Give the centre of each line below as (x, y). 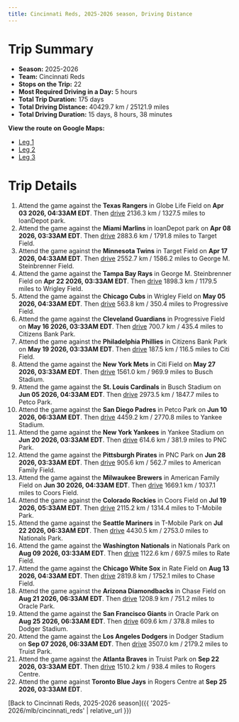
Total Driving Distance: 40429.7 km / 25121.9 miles (94, 107)
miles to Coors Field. (48, 492)
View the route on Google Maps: (56, 128)
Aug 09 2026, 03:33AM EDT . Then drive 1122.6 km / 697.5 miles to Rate (124, 553)
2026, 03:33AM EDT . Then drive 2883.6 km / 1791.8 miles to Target (117, 235)
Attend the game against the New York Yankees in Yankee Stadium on (121, 432)
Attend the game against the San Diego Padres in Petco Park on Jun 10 (123, 409)
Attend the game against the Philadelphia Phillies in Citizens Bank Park (123, 341)
